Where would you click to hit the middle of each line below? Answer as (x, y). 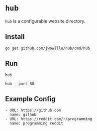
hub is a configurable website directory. (45, 21)
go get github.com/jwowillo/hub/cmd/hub (48, 48)
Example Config (30, 99)
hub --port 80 (20, 84)
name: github (23, 115)
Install (15, 37)
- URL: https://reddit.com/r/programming (49, 119)
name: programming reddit (37, 124)
